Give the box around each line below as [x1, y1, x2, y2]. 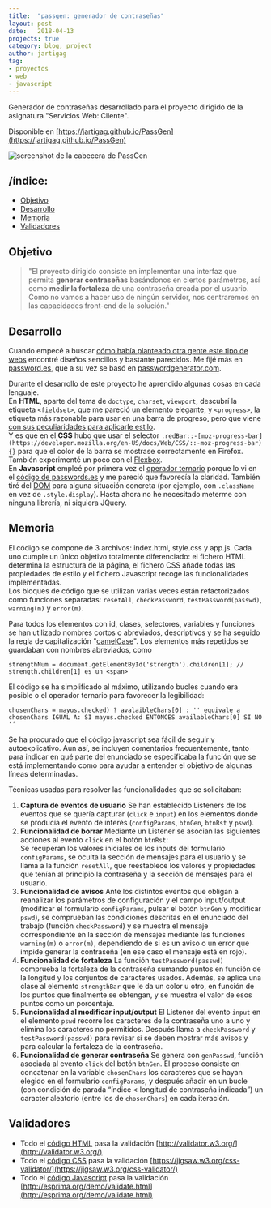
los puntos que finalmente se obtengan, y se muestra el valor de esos [19, 990, 252, 1000]
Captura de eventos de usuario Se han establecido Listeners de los [19, 800, 247, 810]
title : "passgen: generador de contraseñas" [8, 11, 164, 20]
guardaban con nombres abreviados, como [8, 645, 152, 654]
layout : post [8, 19, 53, 28]
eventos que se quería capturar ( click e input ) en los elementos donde [19, 808, 259, 819]
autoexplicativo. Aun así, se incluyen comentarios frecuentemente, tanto [8, 743, 249, 752]
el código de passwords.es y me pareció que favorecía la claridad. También [8, 472, 260, 482]
